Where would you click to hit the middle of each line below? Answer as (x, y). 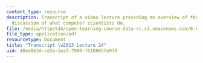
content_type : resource (36, 12)
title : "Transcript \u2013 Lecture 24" (56, 46)
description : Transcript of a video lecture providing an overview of (97, 17)
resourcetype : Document (36, 40)
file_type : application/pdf (42, 34)
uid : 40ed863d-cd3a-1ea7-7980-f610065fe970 (62, 51)
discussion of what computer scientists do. (69, 23)
